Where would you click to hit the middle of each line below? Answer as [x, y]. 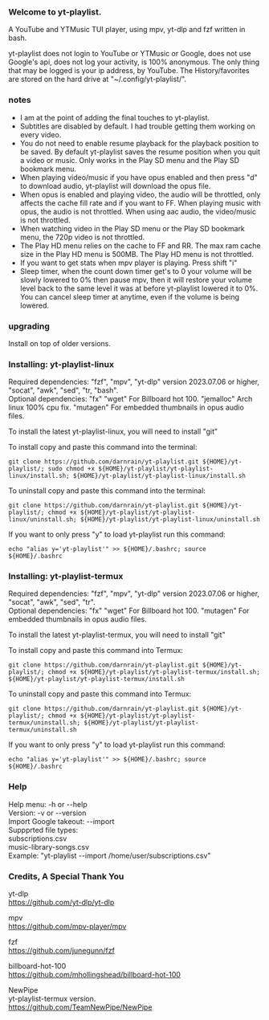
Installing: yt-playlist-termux [66, 577]
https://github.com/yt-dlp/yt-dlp [61, 903]
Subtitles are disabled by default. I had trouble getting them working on [137, 126]
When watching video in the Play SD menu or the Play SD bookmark [132, 228]
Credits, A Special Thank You [66, 876]
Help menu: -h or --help [48, 804]
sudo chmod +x [71, 469]
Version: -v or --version [47, 813]
